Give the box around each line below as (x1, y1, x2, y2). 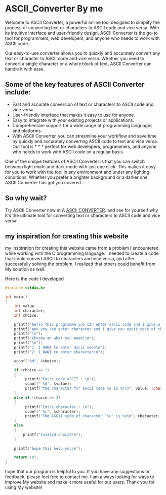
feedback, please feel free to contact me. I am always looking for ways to (5, 474, 155, 480)
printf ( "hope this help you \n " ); (14, 446, 83, 451)
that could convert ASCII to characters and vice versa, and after (5, 256, 135, 262)
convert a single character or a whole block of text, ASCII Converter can (5, 61, 152, 67)
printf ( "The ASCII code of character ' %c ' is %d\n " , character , (25, 414, 161, 419)
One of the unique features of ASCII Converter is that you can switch (5, 158, 145, 164)
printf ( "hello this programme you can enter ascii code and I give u (14, 322, 161, 327)
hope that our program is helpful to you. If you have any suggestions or (5, 469, 150, 475)
